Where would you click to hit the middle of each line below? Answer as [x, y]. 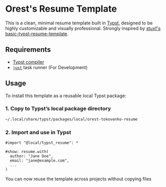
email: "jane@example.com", [40, 161]
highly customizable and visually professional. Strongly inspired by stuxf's [83, 28]
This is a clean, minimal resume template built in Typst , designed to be [79, 23]
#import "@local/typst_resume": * [42, 143]
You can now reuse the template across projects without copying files [78, 179]
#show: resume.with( [27, 152]
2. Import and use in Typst [38, 132]
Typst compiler [28, 62]
